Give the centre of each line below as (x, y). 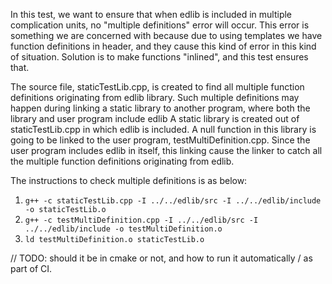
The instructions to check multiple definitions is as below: (129, 180)
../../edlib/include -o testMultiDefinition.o (123, 229)
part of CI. (31, 268)
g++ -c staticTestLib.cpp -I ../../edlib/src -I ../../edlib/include (173, 201)
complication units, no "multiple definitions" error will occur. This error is (160, 25)
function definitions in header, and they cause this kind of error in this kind (163, 46)
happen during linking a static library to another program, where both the (160, 108)
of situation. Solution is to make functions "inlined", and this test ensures (159, 57)
